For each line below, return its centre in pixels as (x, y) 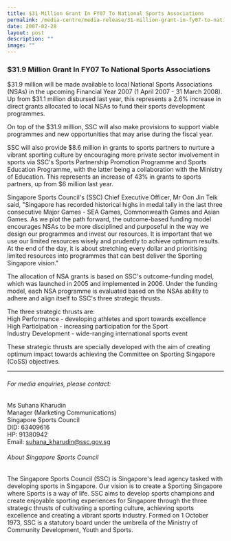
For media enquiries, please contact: (59, 384)
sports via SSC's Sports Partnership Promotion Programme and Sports (107, 162)
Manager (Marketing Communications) (62, 412)
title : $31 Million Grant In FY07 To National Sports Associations (106, 13)
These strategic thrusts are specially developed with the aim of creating (109, 347)
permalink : (23, 20)
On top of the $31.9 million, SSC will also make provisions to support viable (113, 127)
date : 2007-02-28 (32, 26)
